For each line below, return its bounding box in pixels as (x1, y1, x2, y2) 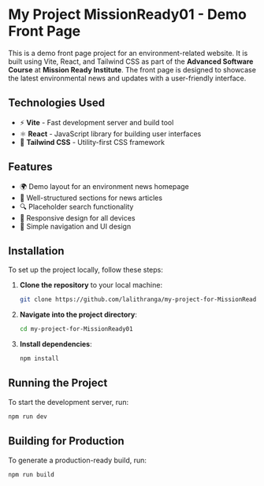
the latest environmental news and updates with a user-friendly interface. (8, 73, 247, 83)
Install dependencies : (19, 339, 92, 349)
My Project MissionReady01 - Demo (8, 6, 247, 24)
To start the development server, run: (8, 397, 128, 406)
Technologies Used (8, 96, 105, 109)
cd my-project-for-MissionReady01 (19, 325, 133, 333)
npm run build (8, 470, 55, 478)
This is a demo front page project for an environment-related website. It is (8, 48, 248, 58)
